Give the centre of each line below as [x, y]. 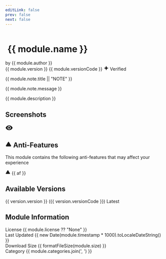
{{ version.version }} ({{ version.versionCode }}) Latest [62, 201]
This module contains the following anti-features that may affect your [78, 157]
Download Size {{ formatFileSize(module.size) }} [56, 246]
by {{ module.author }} [29, 63]
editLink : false [22, 10]
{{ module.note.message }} [34, 89]
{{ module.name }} [47, 49]
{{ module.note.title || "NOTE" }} [39, 79]
